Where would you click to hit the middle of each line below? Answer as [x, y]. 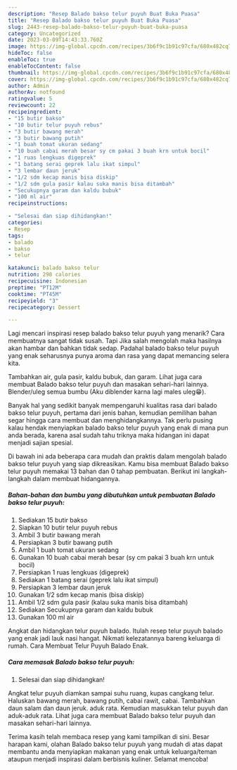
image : [18, 46]
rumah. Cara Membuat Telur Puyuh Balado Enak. [78, 646]
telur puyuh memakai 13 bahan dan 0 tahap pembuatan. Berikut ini [104, 471]
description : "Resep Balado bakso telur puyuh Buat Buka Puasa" [104, 14]
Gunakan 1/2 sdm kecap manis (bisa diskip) [81, 595]
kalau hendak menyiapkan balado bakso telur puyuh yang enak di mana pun [118, 428]
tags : [16, 236]
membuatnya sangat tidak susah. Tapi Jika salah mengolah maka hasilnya [115, 341]
